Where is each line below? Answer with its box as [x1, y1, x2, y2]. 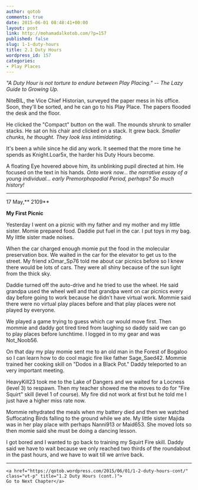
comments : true [6, 14, 44, 20]
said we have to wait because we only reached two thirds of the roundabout [6, 445, 191, 452]
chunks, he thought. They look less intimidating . [6, 134, 123, 141]
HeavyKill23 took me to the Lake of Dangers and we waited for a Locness [6, 378, 184, 386]
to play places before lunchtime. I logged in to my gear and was [6, 330, 161, 337]
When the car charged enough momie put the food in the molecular [6, 245, 170, 252]
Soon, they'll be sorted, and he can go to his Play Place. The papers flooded [6, 104, 191, 111]
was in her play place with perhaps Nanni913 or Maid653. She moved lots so [6, 421, 192, 428]
